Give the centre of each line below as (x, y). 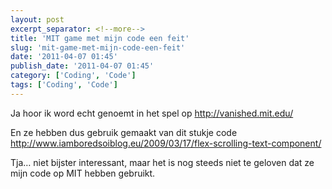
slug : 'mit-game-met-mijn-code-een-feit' (98, 47)
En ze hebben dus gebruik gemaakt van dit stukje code (124, 132)
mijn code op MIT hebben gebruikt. (83, 173)
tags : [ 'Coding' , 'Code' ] (64, 85)
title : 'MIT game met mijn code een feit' (100, 38)
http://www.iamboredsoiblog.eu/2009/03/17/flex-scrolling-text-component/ (166, 143)
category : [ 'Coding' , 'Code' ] (73, 76)
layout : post (37, 19)
